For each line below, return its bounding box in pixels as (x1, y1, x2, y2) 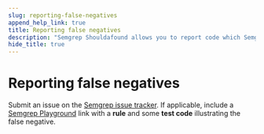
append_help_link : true (8, 19, 86, 27)
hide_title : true (8, 41, 65, 49)
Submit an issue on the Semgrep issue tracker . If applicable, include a (8, 100, 234, 110)
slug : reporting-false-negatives (8, 11, 118, 20)
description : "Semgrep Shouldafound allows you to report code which (8, 33, 241, 42)
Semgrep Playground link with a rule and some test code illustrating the (8, 109, 241, 118)
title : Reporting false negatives (8, 26, 122, 34)
